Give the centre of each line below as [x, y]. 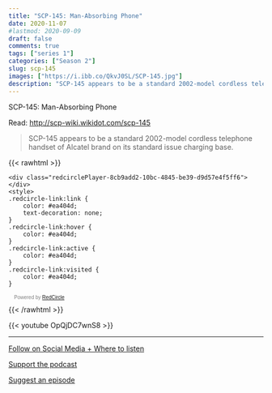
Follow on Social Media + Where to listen [76, 348]
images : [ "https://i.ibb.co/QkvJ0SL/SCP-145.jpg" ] [96, 76]
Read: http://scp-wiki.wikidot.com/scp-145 [80, 122]
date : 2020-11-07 [38, 23]
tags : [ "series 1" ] [41, 53]
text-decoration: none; [63, 213]
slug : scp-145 [32, 69]
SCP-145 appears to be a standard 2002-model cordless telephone [140, 138]
